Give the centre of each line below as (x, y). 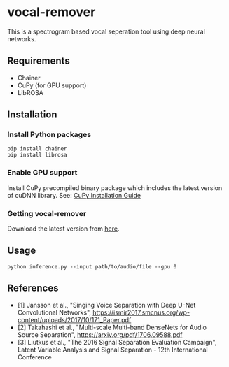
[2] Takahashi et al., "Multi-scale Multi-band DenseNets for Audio (112, 327)
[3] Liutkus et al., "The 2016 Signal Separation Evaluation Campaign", (117, 342)
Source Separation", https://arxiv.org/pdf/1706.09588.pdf (100, 334)
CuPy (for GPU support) (52, 85)
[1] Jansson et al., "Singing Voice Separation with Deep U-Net (106, 305)
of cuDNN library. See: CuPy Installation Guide (74, 195)
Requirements (39, 61)
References (33, 288)
